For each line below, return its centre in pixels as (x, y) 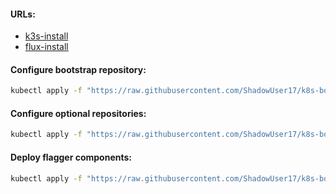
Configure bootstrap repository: (78, 69)
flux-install (46, 47)
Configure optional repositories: (78, 113)
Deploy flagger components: (71, 157)
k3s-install (46, 36)
